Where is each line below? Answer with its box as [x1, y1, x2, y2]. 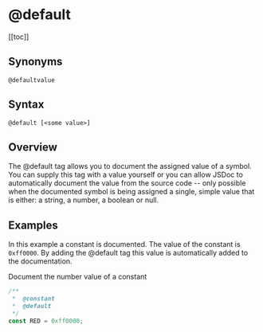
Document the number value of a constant [8, 272, 147, 282]
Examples [8, 218, 58, 232]
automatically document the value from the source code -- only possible [8, 178, 246, 188]
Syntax [8, 98, 45, 111]
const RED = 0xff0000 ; [8, 317, 84, 325]
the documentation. [8, 256, 73, 266]
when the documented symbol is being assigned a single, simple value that [8, 187, 255, 197]
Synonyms [8, 55, 63, 68]
